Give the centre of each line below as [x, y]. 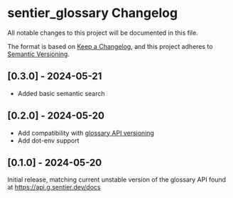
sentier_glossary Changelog [93, 13]
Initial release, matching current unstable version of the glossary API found [116, 180]
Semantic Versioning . [38, 54]
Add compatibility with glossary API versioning [86, 133]
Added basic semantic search [61, 93]
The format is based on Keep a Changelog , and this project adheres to [110, 46]
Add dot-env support [48, 141]
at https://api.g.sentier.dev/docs [54, 187]
